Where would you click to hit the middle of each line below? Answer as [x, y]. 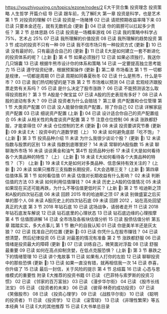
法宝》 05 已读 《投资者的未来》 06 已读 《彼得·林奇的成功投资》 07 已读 [80, 288]
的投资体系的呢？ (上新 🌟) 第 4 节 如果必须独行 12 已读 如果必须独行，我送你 [83, 57]
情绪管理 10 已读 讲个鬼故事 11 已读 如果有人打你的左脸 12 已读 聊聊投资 [87, 256]
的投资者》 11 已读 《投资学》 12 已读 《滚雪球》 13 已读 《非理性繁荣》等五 [83, 300]
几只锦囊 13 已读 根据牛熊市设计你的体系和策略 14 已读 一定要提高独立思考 [81, 63]
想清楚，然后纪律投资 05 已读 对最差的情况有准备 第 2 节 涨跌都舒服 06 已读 [83, 238]
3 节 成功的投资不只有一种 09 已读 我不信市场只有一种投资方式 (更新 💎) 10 [81, 45]
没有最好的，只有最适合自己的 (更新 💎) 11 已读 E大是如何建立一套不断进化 [85, 51]
